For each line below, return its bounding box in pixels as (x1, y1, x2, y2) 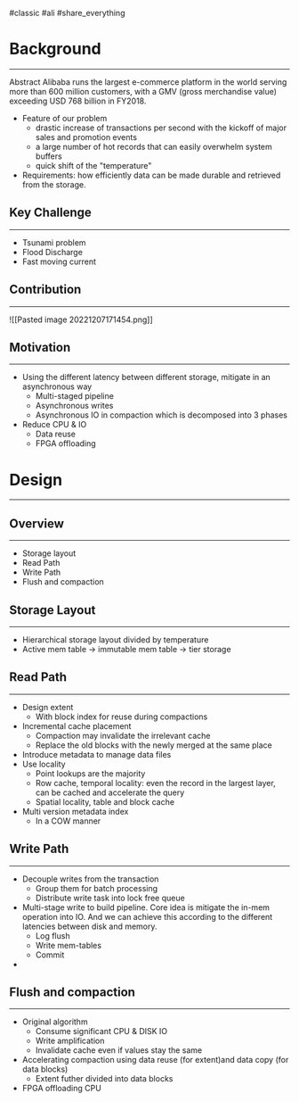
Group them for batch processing (35, 882, 158, 893)
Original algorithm (21, 1016, 88, 1027)
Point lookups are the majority (35, 767, 146, 779)
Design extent (21, 701, 74, 712)
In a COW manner (35, 816, 101, 826)
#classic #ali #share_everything (9, 8, 125, 18)
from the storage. (21, 178, 86, 190)
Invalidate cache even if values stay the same (35, 1045, 203, 1056)
